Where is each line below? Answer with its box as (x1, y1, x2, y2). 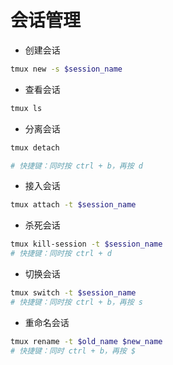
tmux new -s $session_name (10, 64, 123, 74)
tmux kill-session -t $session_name (10, 239, 163, 250)
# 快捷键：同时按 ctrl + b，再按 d (10, 161, 143, 171)
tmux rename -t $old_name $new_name (10, 336, 163, 346)
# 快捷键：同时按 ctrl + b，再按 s (10, 297, 143, 307)
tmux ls (10, 103, 43, 113)
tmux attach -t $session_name (10, 200, 137, 210)
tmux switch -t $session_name (10, 288, 137, 298)
